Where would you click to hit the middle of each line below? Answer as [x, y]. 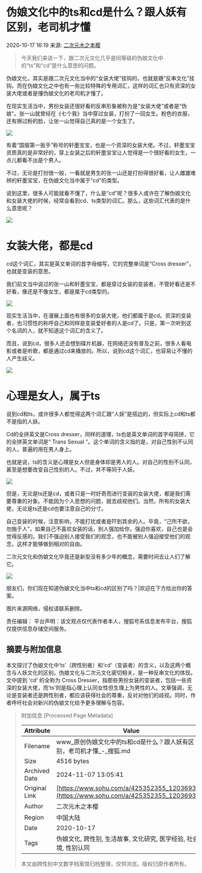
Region [34, 817]
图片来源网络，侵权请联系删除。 [46, 608]
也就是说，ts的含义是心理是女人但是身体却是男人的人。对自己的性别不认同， [101, 462]
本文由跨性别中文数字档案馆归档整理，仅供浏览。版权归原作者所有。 [105, 863]
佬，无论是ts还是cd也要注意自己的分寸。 [57, 508]
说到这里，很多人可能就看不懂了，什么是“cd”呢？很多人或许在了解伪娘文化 [99, 193]
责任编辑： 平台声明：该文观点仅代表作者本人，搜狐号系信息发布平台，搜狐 [99, 621]
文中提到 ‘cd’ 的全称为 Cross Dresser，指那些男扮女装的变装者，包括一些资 [99, 680]
